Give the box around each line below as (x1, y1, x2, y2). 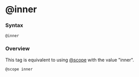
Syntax (5, 22, 23, 29)
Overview (5, 45, 30, 52)
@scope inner (5, 66, 33, 72)
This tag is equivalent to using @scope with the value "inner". (5, 57, 134, 63)
